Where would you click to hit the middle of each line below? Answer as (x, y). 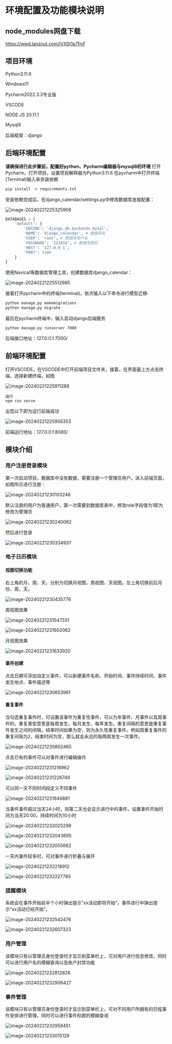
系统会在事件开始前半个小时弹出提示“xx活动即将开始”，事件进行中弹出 (79, 903)
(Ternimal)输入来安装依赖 (32, 179)
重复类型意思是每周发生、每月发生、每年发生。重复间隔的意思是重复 (90, 724)
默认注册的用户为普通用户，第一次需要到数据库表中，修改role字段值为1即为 (84, 505)
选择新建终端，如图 (34, 376)
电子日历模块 (21, 557)
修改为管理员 (19, 511)
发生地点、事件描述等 (28, 682)
